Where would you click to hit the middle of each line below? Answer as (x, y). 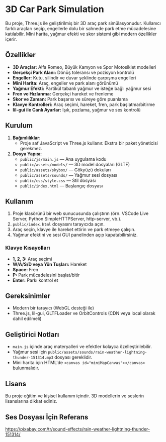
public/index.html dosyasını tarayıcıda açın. (58, 224)
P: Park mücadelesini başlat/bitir (46, 275)
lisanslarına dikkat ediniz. (31, 401)
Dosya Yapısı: (27, 154)
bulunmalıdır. (26, 368)
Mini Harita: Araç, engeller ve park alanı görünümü (65, 83)
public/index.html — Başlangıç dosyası (61, 186)
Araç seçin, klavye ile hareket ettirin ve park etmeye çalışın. (74, 230)
